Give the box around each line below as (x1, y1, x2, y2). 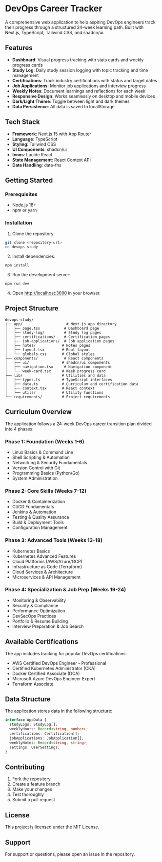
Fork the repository (12, 776, 51, 782)
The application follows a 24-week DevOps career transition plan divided (5, 421, 152, 427)
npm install (5, 263, 29, 268)
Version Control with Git (12, 465, 60, 471)
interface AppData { (5, 718, 47, 722)
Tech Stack (5, 118, 40, 126)
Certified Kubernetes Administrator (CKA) (12, 665, 96, 671)
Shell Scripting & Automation (12, 454, 70, 460)
